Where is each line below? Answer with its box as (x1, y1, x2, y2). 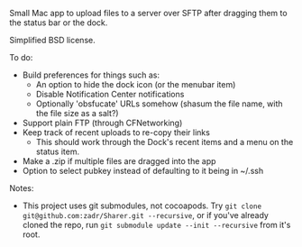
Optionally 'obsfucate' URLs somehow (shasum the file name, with (35, 98, 283, 109)
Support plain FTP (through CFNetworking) (22, 117, 183, 128)
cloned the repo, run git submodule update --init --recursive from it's (22, 220, 291, 230)
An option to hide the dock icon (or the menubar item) (35, 79, 236, 89)
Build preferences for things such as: (22, 69, 160, 80)
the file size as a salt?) (35, 108, 119, 118)
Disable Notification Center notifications (35, 89, 185, 99)
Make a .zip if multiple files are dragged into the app (22, 156, 216, 166)
